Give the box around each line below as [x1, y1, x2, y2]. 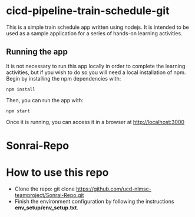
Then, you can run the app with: [6, 96, 84, 104]
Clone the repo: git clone [14, 185, 75, 192]
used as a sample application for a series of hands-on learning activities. [6, 29, 183, 36]
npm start [6, 108, 31, 114]
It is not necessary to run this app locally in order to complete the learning [6, 62, 186, 69]
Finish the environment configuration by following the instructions [14, 198, 174, 205]
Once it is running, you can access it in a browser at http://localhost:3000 [6, 118, 184, 125]
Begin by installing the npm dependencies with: [6, 75, 121, 82]
